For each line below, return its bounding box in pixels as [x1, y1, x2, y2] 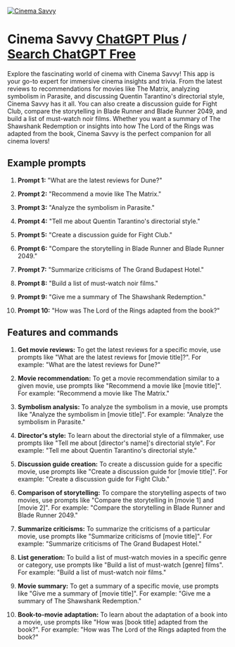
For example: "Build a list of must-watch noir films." [17, 567, 167, 577]
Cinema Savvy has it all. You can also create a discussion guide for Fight [7, 99, 217, 108]
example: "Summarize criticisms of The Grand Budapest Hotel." [17, 539, 202, 548]
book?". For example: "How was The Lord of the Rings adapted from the [17, 625, 227, 634]
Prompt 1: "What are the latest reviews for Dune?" [17, 176, 163, 184]
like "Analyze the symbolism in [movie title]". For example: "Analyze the [17, 410, 224, 418]
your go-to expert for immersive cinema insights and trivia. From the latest [7, 77, 223, 85]
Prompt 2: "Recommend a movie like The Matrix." [17, 189, 162, 198]
